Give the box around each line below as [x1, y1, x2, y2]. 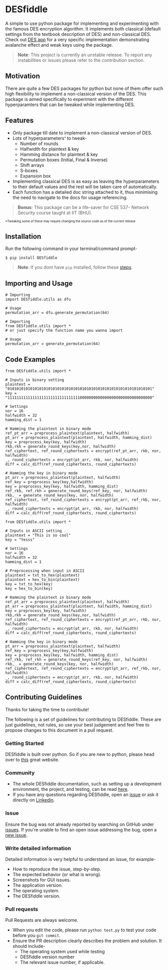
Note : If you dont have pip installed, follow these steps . [17, 264, 133, 270]
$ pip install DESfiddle [5, 255, 58, 261]
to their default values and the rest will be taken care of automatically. [12, 184, 158, 190]
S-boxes [20, 167, 38, 174]
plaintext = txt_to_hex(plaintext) [5, 573, 80, 578]
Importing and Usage [5, 279, 73, 288]
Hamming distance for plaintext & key [20, 151, 98, 157]
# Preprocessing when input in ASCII [5, 568, 85, 573]
